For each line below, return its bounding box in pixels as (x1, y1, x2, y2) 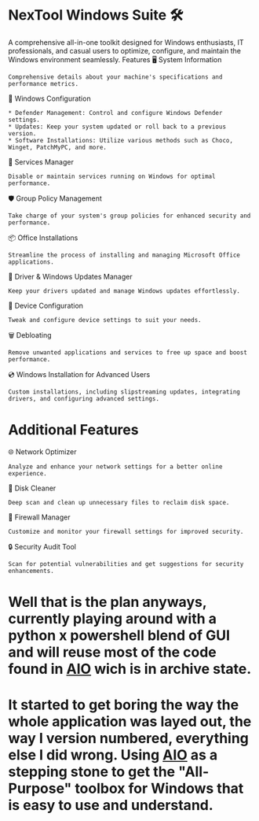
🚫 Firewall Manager (8, 512, 71, 522)
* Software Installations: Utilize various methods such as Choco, (8, 136, 234, 144)
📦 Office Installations (8, 233, 78, 242)
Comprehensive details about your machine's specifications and (8, 72, 223, 81)
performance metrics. (8, 80, 79, 87)
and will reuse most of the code (8, 643, 217, 661)
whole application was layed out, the (8, 713, 252, 730)
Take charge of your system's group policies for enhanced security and (8, 212, 251, 220)
